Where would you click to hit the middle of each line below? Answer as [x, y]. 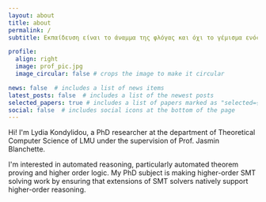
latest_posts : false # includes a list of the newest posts [111, 95]
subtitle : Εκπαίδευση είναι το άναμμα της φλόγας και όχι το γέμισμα [125, 37]
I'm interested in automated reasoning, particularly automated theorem [123, 165]
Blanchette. [27, 149]
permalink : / [30, 30]
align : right [37, 59]
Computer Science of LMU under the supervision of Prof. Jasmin [114, 141]
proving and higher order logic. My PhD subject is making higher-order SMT [132, 173]
